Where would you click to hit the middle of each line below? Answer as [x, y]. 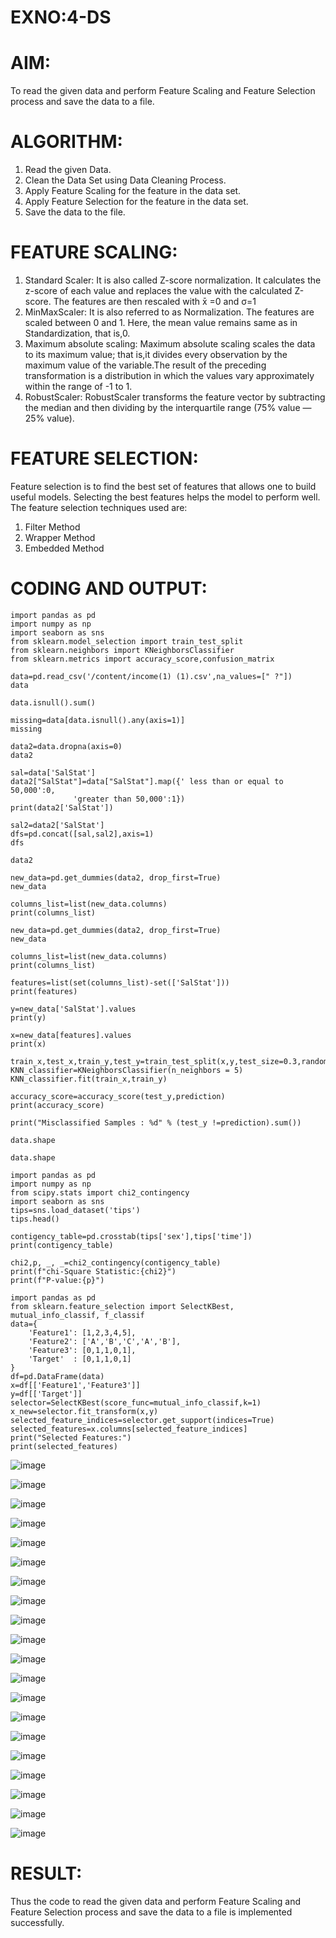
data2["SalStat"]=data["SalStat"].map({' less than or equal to [147, 781]
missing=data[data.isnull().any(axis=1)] [98, 720]
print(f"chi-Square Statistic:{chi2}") [93, 1271]
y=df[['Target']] [46, 1394]
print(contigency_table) [62, 1245]
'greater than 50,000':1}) [129, 799]
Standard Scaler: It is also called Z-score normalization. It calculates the [173, 280]
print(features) [44, 991]
